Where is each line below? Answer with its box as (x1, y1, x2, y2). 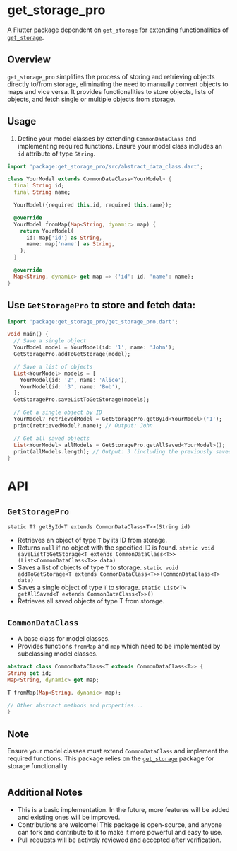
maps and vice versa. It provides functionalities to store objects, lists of (7, 87, 214, 95)
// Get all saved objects (13, 434, 90, 442)
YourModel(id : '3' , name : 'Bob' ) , (20, 383, 121, 390)
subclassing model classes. (17, 649, 98, 658)
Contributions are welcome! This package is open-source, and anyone (17, 820, 223, 829)
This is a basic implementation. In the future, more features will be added (17, 805, 230, 814)
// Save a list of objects (13, 363, 93, 370)
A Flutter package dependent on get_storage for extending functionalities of (7, 25, 229, 34)
